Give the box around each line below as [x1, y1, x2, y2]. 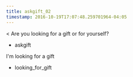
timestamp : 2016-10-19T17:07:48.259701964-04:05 [6, 14, 127, 20]
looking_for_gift [14, 64, 52, 71]
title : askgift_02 [6, 8, 51, 15]
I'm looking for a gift [6, 52, 54, 60]
